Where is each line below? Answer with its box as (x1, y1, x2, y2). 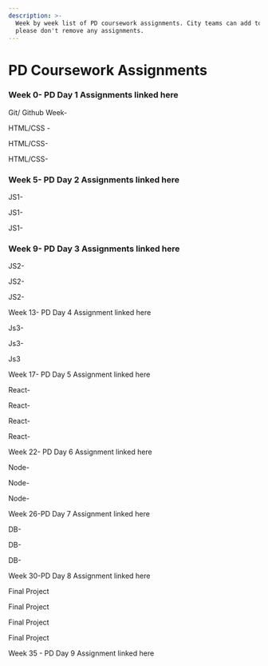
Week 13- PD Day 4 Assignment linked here (8, 308, 152, 317)
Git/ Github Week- (8, 107, 68, 117)
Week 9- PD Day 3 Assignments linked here (8, 243, 180, 254)
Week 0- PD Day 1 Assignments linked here (8, 90, 179, 101)
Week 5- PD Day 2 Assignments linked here (8, 173, 180, 185)
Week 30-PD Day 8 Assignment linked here (8, 571, 151, 580)
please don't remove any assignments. (15, 26, 145, 34)
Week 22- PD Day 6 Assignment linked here (8, 447, 153, 457)
